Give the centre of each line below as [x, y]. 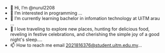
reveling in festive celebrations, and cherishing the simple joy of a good [85, 34]
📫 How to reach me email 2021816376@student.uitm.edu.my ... [76, 45]
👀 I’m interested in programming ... [46, 13]
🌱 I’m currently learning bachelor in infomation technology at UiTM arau [85, 18]
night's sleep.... [26, 39]
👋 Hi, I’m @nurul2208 [32, 8]
